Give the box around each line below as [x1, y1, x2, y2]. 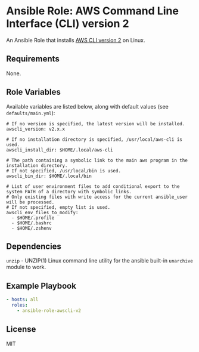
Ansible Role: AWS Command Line [6, 4, 179, 18]
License [6, 324, 36, 335]
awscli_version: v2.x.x [6, 126, 66, 132]
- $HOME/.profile [11, 215, 55, 221]
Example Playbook [6, 280, 76, 291]
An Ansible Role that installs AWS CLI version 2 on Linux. [6, 36, 145, 44]
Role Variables [6, 87, 61, 97]
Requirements [6, 54, 60, 64]
